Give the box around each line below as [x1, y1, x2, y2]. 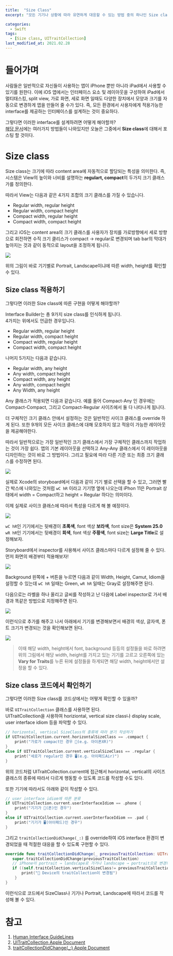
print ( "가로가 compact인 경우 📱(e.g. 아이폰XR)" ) [14, 739, 113, 745]
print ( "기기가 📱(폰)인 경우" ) [14, 806, 72, 811]
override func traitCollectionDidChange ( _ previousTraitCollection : [5, 851, 155, 857]
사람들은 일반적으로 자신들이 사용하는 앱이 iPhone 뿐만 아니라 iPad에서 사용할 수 [5, 82, 166, 88]
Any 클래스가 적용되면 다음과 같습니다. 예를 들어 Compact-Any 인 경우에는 [5, 397, 155, 404]
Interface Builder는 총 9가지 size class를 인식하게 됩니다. [5, 311, 122, 317]
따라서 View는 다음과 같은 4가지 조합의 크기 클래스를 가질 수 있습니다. [5, 191, 145, 198]
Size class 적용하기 [5, 286, 65, 294]
